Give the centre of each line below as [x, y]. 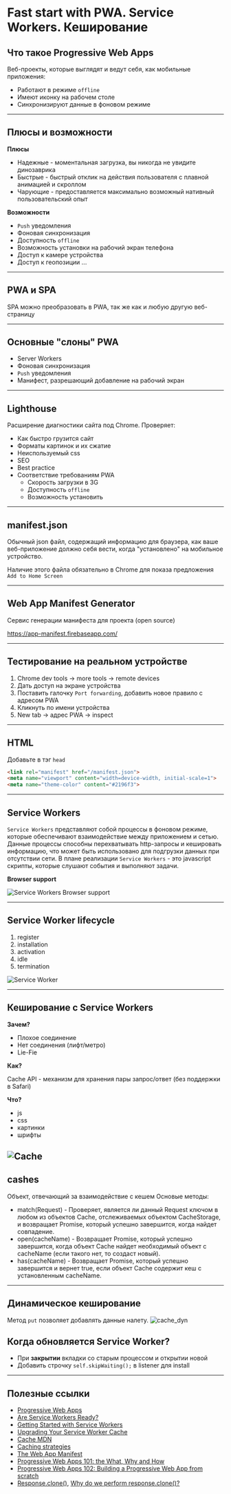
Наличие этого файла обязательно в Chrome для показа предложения [111, 570]
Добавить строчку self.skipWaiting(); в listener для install [103, 1365]
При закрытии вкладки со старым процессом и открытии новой [112, 1358]
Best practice [36, 468]
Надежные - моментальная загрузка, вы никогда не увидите [106, 162]
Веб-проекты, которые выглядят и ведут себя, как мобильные [99, 69]
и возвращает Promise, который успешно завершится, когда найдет [117, 1224]
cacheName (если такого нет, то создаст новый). [88, 1253]
